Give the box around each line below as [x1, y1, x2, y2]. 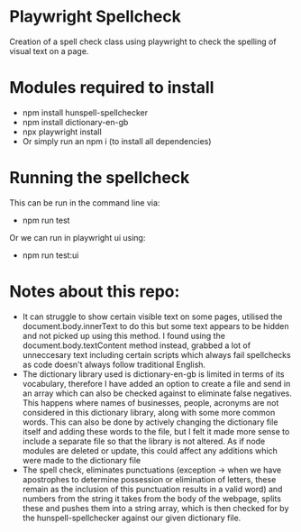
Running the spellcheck [9, 168, 190, 188]
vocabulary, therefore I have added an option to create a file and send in [22, 378, 291, 389]
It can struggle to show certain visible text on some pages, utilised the [22, 311, 283, 322]
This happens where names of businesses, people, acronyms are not [22, 397, 279, 408]
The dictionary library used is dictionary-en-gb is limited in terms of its [22, 368, 285, 380]
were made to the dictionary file [22, 454, 141, 465]
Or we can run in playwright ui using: [9, 232, 146, 243]
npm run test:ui [22, 250, 79, 261]
